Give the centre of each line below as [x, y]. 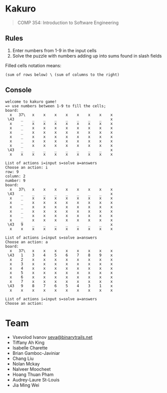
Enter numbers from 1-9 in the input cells [54, 50]
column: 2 [15, 176]
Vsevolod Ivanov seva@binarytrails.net [52, 337]
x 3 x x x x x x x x [61, 264]
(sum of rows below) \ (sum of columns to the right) [62, 75]
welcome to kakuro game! [31, 102]
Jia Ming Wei [26, 385]
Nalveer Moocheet [31, 369]
